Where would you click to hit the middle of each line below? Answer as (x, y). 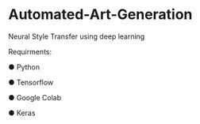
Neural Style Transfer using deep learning (77, 36)
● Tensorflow (31, 82)
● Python (24, 67)
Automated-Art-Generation (100, 15)
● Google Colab (35, 97)
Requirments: (30, 51)
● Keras (22, 113)
